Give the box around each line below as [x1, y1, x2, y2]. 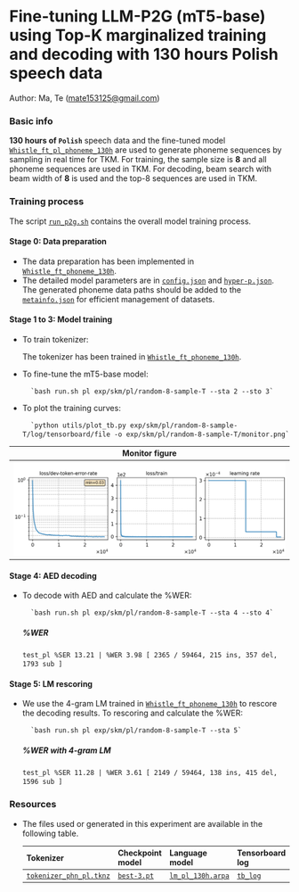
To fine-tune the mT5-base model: [21, 368, 149, 379]
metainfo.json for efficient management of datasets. [21, 293, 215, 304]
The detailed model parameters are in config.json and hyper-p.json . [21, 275, 274, 285]
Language [169, 847, 207, 858]
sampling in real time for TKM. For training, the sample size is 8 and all [9, 154, 267, 165]
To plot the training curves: [21, 402, 122, 413]
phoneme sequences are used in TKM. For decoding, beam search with [9, 163, 272, 175]
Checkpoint [117, 847, 162, 858]
